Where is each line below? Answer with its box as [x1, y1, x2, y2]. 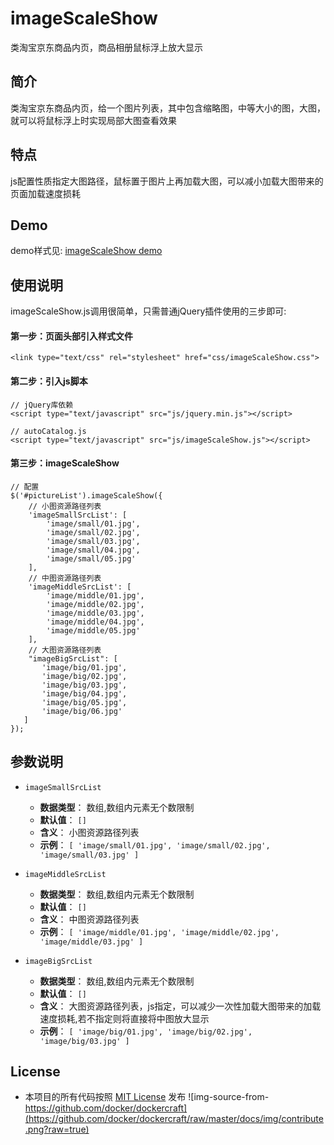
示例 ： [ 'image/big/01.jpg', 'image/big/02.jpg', [39, 1025, 253, 1037]
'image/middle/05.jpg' [46, 625, 141, 636]
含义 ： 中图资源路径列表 [39, 913, 140, 925]
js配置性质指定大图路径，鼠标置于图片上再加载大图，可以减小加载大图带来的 [10, 175, 324, 187]
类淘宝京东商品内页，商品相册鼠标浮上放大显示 [10, 41, 203, 53]
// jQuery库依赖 [10, 400, 74, 410]
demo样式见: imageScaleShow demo [10, 245, 163, 257]
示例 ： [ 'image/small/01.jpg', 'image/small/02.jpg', [39, 838, 271, 851]
